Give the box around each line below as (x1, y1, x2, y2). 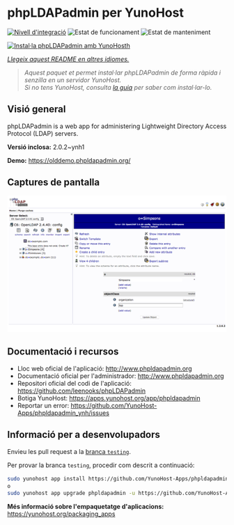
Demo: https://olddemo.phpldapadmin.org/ (7, 156, 131, 164)
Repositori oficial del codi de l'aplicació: (17, 379, 132, 387)
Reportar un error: (17, 401, 70, 409)
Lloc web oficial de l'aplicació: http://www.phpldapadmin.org (17, 364, 192, 373)
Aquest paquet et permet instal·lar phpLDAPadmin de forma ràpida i (24, 68, 221, 77)
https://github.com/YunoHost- (70, 401, 157, 409)
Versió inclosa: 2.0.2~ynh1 (7, 143, 85, 151)
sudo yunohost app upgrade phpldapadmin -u (7, 489, 136, 497)
